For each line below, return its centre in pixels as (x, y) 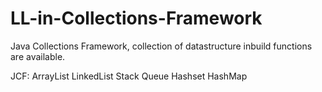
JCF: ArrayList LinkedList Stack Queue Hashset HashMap (129, 76)
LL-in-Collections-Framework (136, 18)
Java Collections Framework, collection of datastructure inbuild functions (161, 46)
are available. (38, 56)
